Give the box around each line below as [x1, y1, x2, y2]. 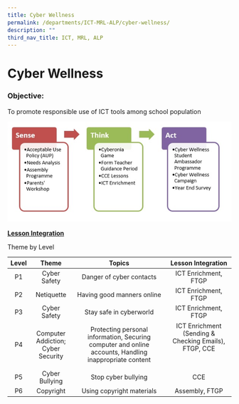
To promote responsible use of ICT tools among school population [7, 107, 201, 115]
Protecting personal [90, 325, 148, 334]
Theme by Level [7, 243, 55, 252]
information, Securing [87, 333, 152, 341]
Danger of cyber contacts [81, 273, 157, 281]
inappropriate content [87, 356, 152, 364]
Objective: [7, 91, 44, 101]
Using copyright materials [81, 387, 157, 395]
